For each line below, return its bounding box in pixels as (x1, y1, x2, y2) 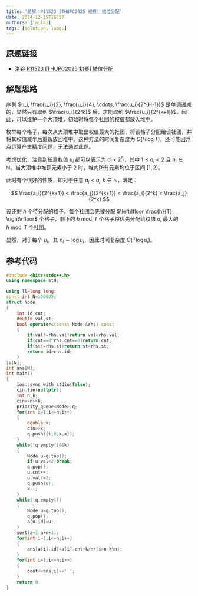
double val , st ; (16, 316, 54, 322)
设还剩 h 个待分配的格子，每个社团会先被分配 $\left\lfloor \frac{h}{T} (6, 208, 173, 215)
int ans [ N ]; (6, 365, 35, 371)
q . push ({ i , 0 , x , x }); (27, 431, 75, 437)
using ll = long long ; (6, 289, 57, 294)
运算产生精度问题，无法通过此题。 (11, 143, 94, 150)
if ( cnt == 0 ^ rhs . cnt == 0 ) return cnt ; (27, 338, 112, 344)
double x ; (27, 420, 51, 426)
